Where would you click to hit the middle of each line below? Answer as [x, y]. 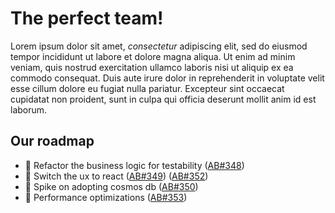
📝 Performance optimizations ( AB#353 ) [106, 197]
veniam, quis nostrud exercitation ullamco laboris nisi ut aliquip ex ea [152, 67]
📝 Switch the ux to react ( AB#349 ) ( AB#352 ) [116, 176]
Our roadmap [52, 141]
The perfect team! [87, 18]
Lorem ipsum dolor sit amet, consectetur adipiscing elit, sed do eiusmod [159, 46]
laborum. [29, 109]
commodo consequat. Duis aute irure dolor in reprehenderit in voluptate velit [167, 78]
